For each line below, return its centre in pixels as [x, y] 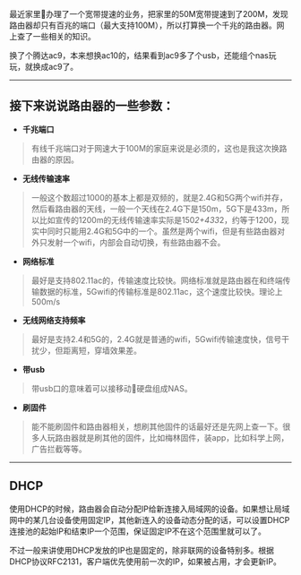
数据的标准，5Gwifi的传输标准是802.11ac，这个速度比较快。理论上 [161, 291]
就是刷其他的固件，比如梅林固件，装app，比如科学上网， [184, 437]
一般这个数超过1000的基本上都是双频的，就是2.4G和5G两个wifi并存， [159, 197]
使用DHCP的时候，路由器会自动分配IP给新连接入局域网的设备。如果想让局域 [150, 509]
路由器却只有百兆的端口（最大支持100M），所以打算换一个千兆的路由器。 [143, 25]
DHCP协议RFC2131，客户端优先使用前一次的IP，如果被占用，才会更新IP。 [146, 561]
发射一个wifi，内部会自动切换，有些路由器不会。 [136, 242]
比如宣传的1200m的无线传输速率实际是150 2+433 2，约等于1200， [160, 219]
